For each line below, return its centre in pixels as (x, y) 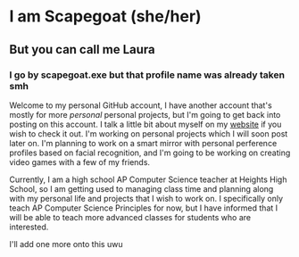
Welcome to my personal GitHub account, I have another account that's (141, 105)
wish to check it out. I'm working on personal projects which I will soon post (149, 133)
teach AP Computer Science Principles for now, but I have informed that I (144, 208)
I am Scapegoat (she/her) (106, 17)
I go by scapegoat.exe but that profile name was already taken (147, 75)
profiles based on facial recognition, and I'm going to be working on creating (150, 153)
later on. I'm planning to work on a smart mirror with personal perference (143, 143)
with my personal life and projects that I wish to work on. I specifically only (146, 198)
